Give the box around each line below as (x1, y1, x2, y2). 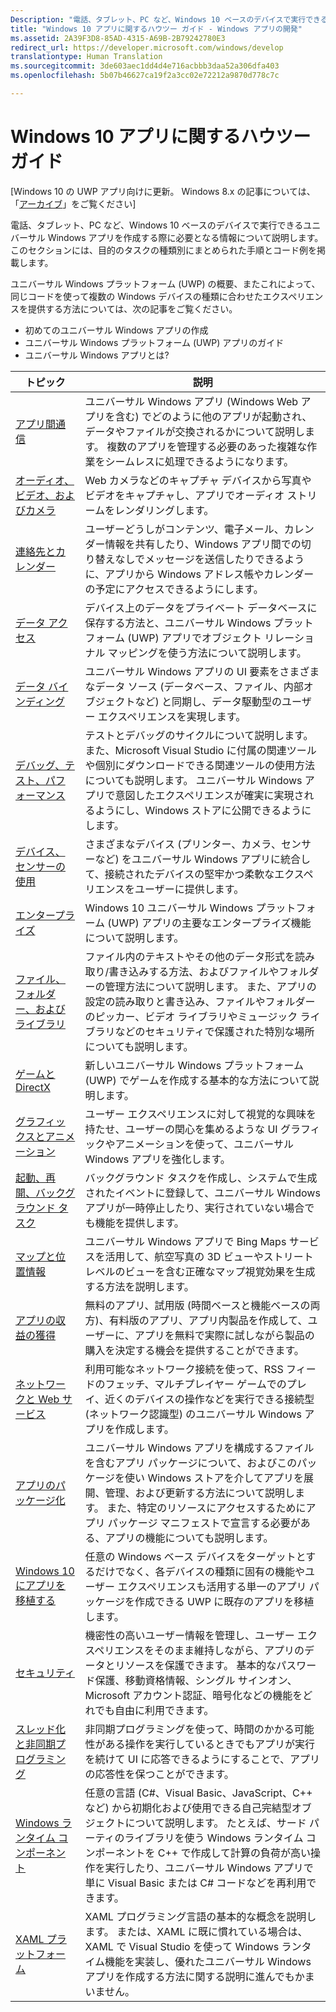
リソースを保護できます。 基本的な (114, 1658, 277, 1672)
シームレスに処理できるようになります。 (104, 454, 295, 468)
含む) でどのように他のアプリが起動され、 (114, 409, 313, 423)
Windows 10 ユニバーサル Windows (84, 901, 254, 915)
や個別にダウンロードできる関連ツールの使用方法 (84, 758, 316, 772)
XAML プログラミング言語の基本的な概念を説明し (84, 1909, 317, 1923)
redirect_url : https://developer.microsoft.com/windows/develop (10, 42, 284, 53)
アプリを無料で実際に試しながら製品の (134, 1328, 315, 1342)
